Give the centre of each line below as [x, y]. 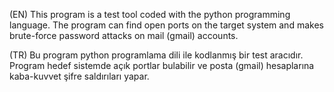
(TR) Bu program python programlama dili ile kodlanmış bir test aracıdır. [156, 55]
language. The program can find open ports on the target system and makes [166, 25]
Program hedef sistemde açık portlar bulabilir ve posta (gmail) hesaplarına [162, 65]
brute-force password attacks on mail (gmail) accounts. [124, 35]
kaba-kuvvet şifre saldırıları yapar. [79, 76]
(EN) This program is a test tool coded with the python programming [150, 14]
